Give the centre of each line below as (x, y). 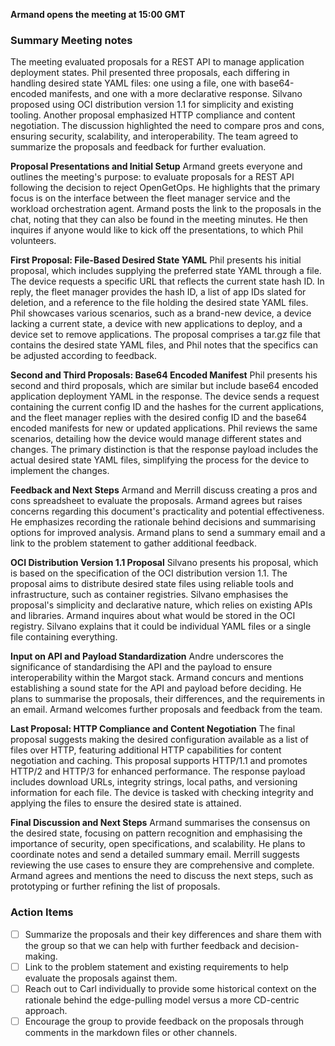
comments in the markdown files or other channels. (131, 1032)
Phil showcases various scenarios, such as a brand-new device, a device (161, 313)
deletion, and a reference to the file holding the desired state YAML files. (159, 303)
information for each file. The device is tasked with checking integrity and (162, 793)
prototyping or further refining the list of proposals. (115, 886)
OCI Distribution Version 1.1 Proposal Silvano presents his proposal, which (164, 563)
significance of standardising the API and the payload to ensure (141, 667)
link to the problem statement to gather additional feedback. (134, 543)
